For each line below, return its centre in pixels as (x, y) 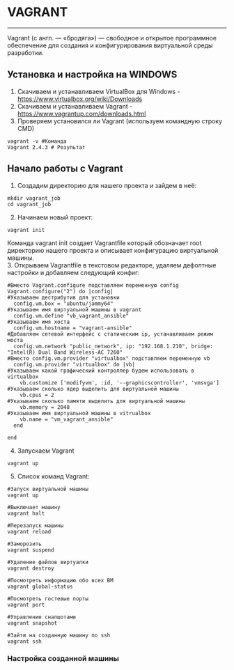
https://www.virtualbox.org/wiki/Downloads (80, 99)
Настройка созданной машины (63, 659)
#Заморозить (24, 544)
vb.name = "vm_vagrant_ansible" (67, 419)
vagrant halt (26, 513)
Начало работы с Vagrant (65, 169)
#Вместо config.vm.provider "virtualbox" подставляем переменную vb (109, 358)
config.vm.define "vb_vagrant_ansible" (71, 315)
